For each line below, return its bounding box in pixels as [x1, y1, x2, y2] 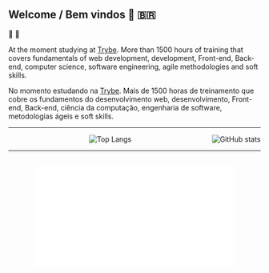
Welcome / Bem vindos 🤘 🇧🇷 [8, 8, 156, 22]
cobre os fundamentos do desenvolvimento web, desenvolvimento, [8, 94, 231, 104]
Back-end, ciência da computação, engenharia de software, [24, 102, 223, 112]
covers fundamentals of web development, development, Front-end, [8, 53, 234, 62]
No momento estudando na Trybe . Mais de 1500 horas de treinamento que [8, 86, 255, 95]
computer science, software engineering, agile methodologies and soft [24, 62, 259, 71]
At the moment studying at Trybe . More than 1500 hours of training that [8, 45, 244, 54]
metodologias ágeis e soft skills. [8, 111, 114, 121]
